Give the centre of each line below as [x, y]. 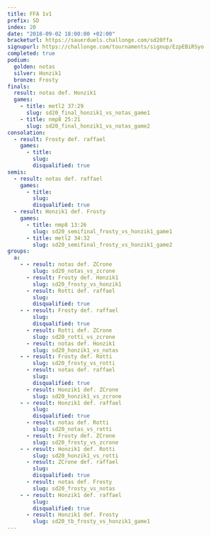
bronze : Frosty [36, 80]
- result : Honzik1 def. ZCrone [72, 390]
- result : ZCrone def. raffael [72, 462]
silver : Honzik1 [38, 73]
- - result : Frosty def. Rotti [66, 357]
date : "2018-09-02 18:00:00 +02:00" [61, 34]
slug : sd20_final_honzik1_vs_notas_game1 [88, 113]
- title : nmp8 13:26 [56, 225]
